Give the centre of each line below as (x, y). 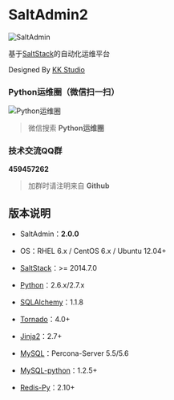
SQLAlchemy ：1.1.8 (52, 302)
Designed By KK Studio (47, 69)
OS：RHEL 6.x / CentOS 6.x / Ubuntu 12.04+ (93, 251)
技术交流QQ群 (35, 151)
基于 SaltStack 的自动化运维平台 (59, 53)
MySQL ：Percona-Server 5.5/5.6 (75, 353)
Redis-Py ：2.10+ (47, 388)
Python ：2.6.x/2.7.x (52, 285)
